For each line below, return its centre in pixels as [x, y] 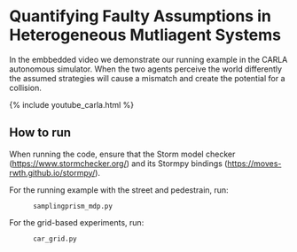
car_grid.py [55, 239]
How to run [40, 133]
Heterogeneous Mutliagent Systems [145, 35]
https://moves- [254, 163]
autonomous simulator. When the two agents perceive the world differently [145, 69]
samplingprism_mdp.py [73, 206]
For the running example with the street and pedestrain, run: [119, 190]
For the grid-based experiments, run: [77, 222]
